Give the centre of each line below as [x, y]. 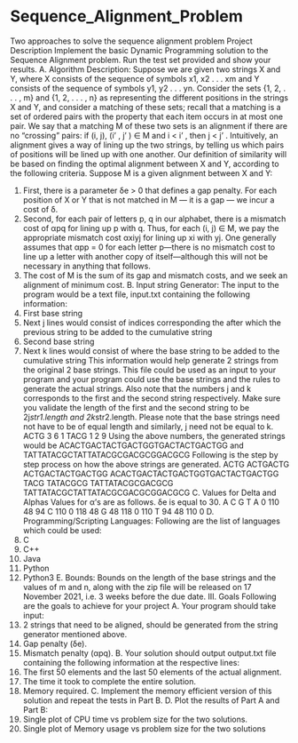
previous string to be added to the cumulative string [118, 332]
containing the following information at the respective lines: [131, 662]
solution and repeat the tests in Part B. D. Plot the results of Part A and [151, 700]
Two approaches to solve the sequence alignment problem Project [132, 41]
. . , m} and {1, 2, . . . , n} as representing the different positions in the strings [149, 97]
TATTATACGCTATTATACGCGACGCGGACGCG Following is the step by [150, 454]
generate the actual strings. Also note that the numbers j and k [137, 388]
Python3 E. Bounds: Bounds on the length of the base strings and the [149, 577]
